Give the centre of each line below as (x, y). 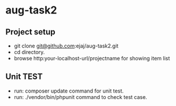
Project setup (31, 32)
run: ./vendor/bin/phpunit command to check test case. (80, 97)
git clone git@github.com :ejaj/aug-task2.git (66, 46)
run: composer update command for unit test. (69, 91)
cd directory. (29, 52)
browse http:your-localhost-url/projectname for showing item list (92, 58)
